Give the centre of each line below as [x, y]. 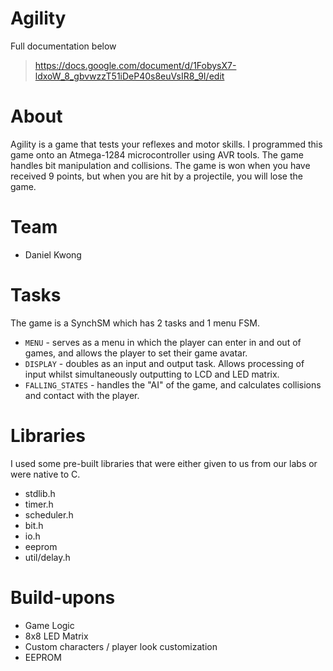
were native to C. [45, 474]
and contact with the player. [82, 395]
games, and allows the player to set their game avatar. [136, 353]
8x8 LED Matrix [56, 636]
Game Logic [49, 625]
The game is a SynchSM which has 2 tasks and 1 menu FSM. [135, 323]
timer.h [39, 504]
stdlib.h [40, 493]
